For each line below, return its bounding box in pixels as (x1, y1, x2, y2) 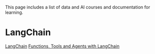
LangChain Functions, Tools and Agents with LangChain (5, 43, 120, 49)
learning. (5, 9, 23, 15)
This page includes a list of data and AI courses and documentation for (5, 4, 151, 10)
